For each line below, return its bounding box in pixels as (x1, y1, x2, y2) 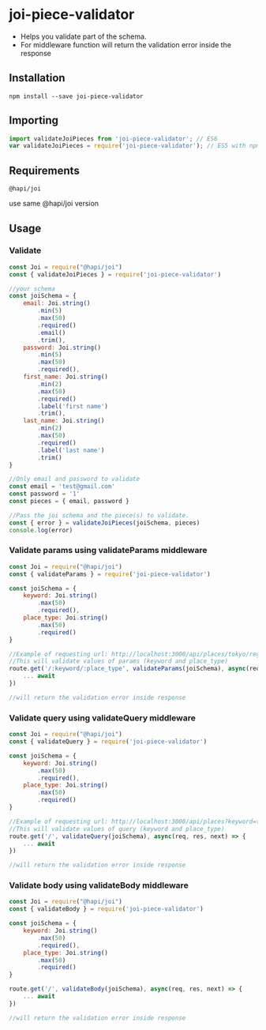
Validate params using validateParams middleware (9, 545, 208, 556)
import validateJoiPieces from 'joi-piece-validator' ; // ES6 (9, 134, 218, 143)
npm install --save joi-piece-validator (9, 92, 144, 100)
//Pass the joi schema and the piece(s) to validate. (9, 511, 190, 519)
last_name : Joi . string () (23, 417, 105, 425)
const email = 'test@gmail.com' (9, 483, 115, 491)
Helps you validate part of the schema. (20, 32, 147, 41)
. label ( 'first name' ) (37, 402, 109, 410)
